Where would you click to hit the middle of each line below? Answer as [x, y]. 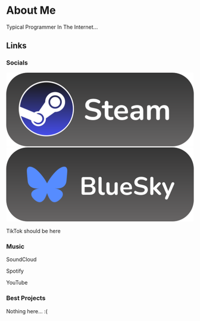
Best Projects [26, 298]
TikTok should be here [33, 231]
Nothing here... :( [27, 311]
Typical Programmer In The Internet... [52, 27]
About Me [31, 10]
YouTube [17, 283]
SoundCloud [21, 259]
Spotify [15, 271]
